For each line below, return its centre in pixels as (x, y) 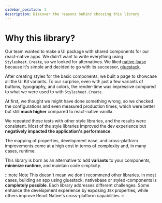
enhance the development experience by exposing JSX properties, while (77, 190)
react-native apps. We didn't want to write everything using (64, 57)
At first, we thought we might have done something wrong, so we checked (79, 101)
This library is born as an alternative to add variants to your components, (78, 160)
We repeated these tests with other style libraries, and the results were (75, 121)
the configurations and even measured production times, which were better (80, 106)
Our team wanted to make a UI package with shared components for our (77, 51)
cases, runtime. (21, 151)
